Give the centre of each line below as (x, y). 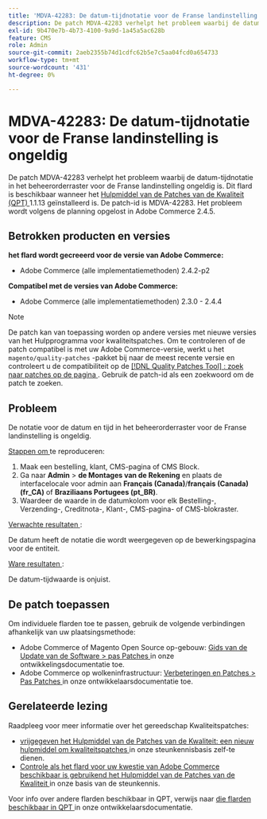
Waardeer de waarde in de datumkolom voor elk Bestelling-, (118, 501)
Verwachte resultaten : (45, 525)
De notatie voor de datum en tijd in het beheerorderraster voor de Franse (128, 428)
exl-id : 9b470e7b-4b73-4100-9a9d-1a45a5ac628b (87, 30)
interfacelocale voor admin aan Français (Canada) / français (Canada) (134, 484)
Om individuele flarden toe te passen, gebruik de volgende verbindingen (127, 623)
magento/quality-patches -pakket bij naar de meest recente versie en (122, 358)
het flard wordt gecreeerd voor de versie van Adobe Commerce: (116, 255)
